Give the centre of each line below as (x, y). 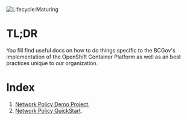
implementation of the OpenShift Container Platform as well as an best (93, 57)
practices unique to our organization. (52, 63)
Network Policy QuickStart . (49, 110)
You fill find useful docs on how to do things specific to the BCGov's (91, 50)
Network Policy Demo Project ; (52, 104)
